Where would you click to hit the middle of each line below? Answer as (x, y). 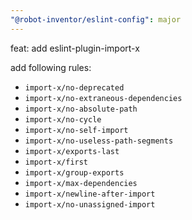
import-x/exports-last (72, 151)
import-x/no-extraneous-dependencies (103, 98)
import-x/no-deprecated (74, 87)
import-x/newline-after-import (90, 194)
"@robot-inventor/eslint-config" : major (96, 19)
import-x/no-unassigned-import (90, 204)
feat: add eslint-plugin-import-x (75, 48)
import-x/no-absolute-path (81, 109)
